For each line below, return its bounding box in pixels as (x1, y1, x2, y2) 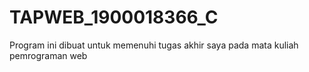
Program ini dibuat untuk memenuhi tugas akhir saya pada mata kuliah (9, 39, 299, 51)
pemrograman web (9, 49, 88, 61)
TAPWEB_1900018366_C (9, 6, 219, 29)
